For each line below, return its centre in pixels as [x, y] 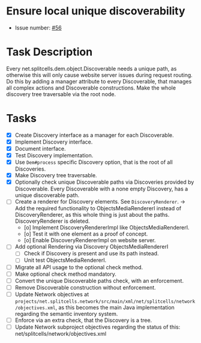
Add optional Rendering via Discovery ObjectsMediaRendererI [91, 247]
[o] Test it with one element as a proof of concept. [86, 234]
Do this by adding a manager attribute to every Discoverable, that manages [99, 81]
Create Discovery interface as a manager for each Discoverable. [94, 135]
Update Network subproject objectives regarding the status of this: [97, 327]
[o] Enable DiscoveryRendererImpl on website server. [90, 240]
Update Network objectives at [52, 294]
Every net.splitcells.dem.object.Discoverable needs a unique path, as [91, 68]
